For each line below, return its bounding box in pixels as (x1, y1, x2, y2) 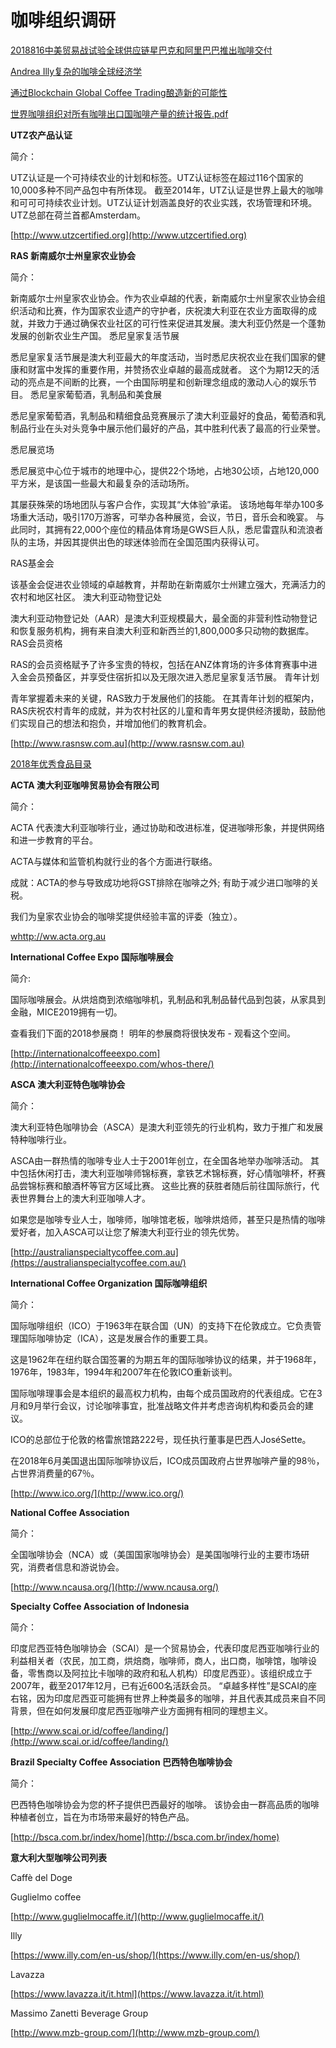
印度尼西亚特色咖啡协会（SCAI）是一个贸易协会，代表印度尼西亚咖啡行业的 (10, 1642, 320, 1654)
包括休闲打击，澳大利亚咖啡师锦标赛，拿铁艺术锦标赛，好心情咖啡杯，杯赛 (18, 1167, 326, 1179)
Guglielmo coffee (10, 1891, 82, 1903)
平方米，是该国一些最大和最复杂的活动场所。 (10, 477, 195, 489)
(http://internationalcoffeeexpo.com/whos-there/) (10, 1057, 215, 1070)
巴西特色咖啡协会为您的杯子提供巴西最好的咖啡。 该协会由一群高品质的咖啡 (10, 1798, 320, 1810)
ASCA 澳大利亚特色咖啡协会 (10, 1078, 126, 1090)
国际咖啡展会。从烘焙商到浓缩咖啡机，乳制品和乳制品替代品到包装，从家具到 (10, 993, 326, 1005)
